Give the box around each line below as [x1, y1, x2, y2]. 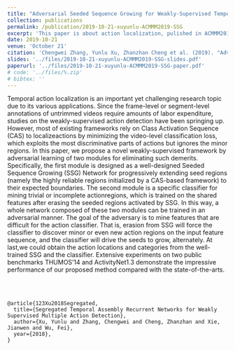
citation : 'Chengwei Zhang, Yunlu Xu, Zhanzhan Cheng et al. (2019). [7, 50, 215, 57]
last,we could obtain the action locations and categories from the [7, 243, 194, 252]
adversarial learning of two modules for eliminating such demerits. [7, 154, 199, 162]
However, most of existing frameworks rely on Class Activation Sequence [7, 124, 219, 133]
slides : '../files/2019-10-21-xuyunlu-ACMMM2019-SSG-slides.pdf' [7, 56, 201, 63]
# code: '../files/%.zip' [7, 69, 83, 76]
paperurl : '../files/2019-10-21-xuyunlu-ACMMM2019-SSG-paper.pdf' [7, 62, 205, 69]
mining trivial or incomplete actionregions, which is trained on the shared [7, 191, 218, 199]
